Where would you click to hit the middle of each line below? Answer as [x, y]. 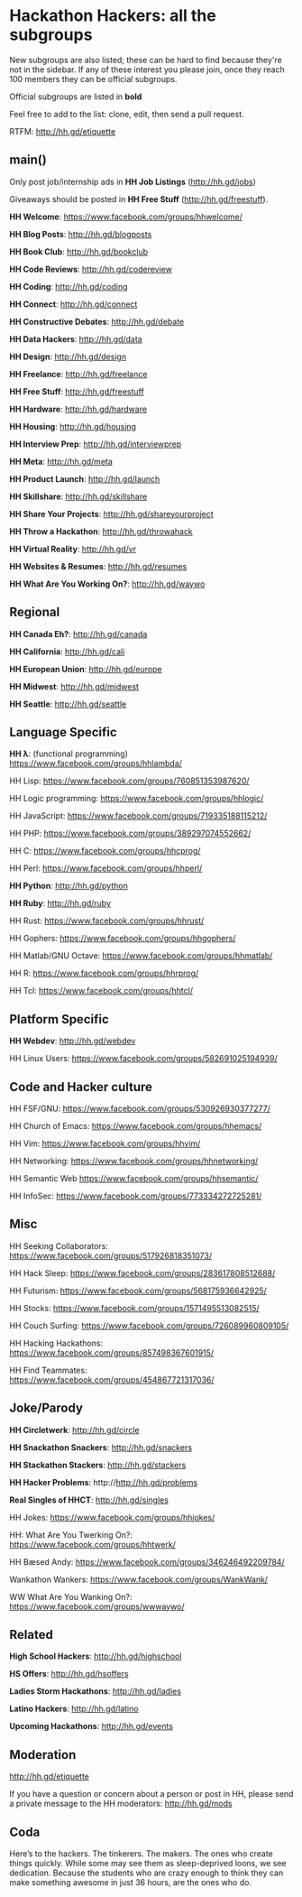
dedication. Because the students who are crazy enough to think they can [146, 1873]
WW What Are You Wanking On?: [71, 1596]
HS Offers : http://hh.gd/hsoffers [69, 1674]
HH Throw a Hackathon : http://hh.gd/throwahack [101, 531]
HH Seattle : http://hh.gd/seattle [68, 704]
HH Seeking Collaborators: [59, 1245]
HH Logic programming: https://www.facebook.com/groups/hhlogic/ [137, 799]
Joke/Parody [46, 1408]
